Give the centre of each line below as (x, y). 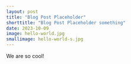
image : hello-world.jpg (36, 34)
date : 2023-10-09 (28, 28)
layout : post (22, 12)
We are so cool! (25, 56)
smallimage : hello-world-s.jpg (45, 39)
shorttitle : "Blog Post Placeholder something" (66, 23)
